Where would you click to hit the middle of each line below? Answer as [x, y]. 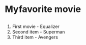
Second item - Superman [38, 31]
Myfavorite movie [43, 9]
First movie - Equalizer [36, 26]
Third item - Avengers [35, 37]
